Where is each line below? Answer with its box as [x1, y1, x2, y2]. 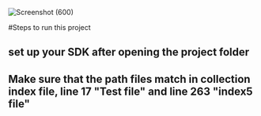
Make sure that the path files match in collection [8, 72, 251, 86]
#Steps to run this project [8, 23, 91, 32]
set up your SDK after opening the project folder [8, 46, 250, 59]
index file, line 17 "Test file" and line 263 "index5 [8, 84, 253, 98]
